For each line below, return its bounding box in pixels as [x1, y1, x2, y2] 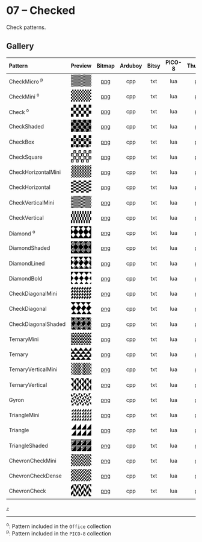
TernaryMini [8, 336, 39, 343]
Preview [70, 62, 92, 69]
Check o [8, 107, 29, 115]
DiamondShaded [8, 244, 50, 252]
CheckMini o [8, 92, 40, 100]
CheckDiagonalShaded [8, 320, 66, 328]
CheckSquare [8, 153, 43, 161]
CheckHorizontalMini [8, 168, 61, 176]
